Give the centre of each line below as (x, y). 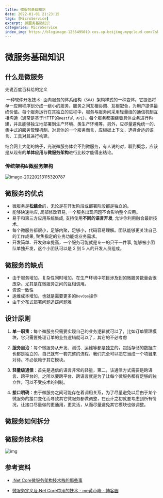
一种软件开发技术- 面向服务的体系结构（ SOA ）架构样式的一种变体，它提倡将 (81, 100)
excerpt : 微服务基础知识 (27, 23)
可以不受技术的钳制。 (46, 382)
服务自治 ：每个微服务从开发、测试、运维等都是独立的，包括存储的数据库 (84, 347)
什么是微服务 (24, 77)
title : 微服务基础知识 (25, 9)
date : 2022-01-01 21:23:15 (32, 14)
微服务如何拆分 (27, 421)
